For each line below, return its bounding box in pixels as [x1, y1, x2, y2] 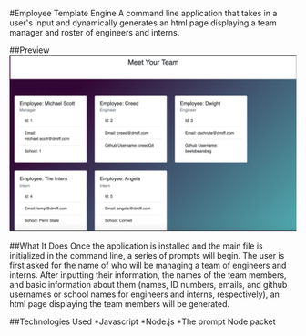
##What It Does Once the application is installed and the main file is [9, 240, 263, 251]
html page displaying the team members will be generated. [9, 299, 230, 310]
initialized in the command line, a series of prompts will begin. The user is [9, 250, 285, 261]
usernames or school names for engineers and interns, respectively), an [9, 289, 280, 300]
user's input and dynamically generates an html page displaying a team [9, 17, 277, 28]
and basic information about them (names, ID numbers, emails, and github [9, 280, 288, 290]
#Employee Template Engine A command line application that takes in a [9, 8, 278, 18]
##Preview [9, 45, 50, 56]
